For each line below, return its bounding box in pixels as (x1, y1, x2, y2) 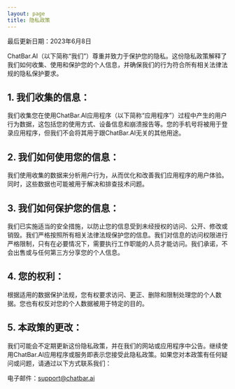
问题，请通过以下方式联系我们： (19, 359, 112, 367)
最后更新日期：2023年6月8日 (7, 36, 92, 45)
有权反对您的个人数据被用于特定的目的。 (31, 299, 148, 307)
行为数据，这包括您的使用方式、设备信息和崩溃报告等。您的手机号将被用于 (7, 120, 222, 129)
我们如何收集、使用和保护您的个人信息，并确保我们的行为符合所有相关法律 (7, 60, 222, 68)
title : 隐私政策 (7, 17, 50, 24)
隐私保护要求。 (19, 69, 63, 78)
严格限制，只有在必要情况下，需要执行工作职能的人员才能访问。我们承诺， (7, 239, 222, 248)
